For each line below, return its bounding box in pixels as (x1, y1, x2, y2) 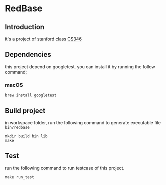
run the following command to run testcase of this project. (5, 165, 125, 171)
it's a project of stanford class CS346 (5, 36, 82, 42)
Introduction (5, 23, 45, 31)
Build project (5, 106, 46, 115)
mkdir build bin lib (5, 133, 48, 139)
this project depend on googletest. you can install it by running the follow (5, 63, 156, 70)
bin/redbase (5, 125, 30, 130)
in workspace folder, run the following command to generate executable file (5, 119, 161, 125)
